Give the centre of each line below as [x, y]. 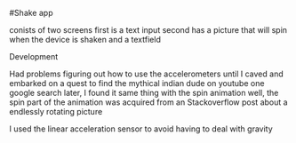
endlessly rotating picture [56, 111]
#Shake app [31, 13]
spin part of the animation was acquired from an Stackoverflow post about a [148, 102]
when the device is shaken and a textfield [85, 40]
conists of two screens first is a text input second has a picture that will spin [148, 30]
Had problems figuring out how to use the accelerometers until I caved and [146, 74]
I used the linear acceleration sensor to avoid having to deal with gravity [141, 129]
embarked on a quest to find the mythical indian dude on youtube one [137, 83]
